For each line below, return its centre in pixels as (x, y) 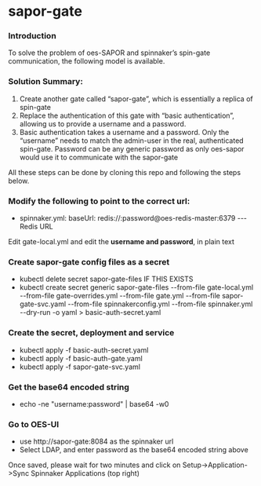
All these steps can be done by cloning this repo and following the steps (125, 172)
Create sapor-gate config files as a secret (89, 262)
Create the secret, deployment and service (91, 333)
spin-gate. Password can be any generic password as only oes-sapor (132, 148)
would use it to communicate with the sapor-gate (99, 157)
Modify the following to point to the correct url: (99, 201)
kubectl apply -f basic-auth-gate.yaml (81, 358)
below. (19, 181)
